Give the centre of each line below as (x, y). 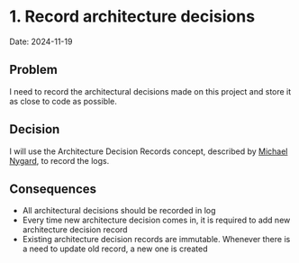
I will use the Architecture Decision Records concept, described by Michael (149, 151)
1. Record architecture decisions (132, 17)
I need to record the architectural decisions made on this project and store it (150, 91)
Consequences (53, 189)
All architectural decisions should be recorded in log (119, 211)
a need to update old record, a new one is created (115, 249)
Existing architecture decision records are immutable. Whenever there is (156, 240)
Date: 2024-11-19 (41, 41)
